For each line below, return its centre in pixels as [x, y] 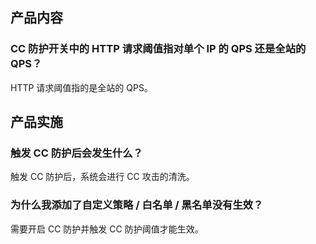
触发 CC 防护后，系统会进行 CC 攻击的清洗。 [102, 177]
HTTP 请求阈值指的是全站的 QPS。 [81, 87]
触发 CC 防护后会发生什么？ [76, 153]
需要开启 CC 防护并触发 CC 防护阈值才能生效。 [107, 229]
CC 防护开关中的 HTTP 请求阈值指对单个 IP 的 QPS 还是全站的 [158, 49]
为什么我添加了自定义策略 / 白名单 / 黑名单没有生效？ [137, 205]
